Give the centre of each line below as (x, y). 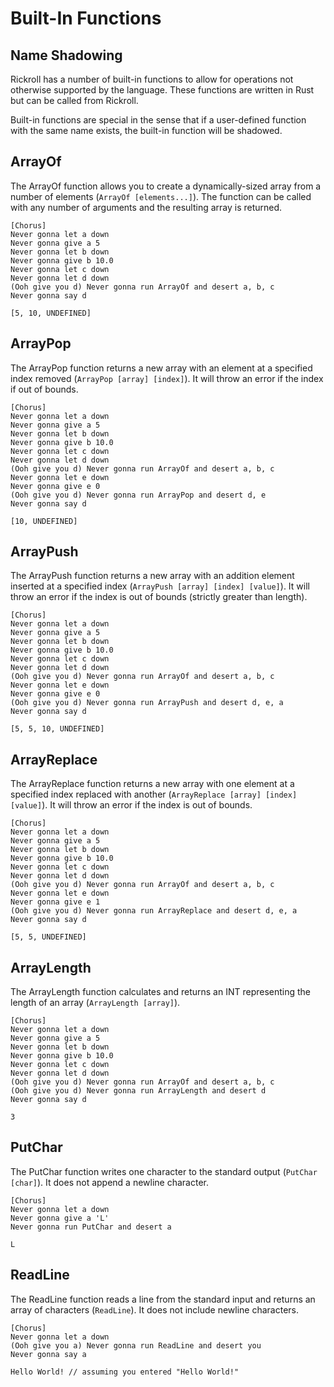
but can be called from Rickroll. (74, 100)
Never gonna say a (48, 1354)
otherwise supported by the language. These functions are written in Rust (162, 90)
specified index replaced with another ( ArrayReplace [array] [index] (154, 794)
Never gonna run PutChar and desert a (91, 1227)
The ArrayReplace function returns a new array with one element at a (152, 784)
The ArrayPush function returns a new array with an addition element (152, 576)
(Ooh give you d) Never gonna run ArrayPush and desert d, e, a (147, 703)
